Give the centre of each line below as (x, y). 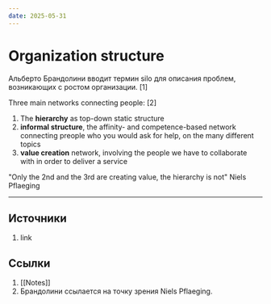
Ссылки (29, 263)
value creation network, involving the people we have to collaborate (133, 152)
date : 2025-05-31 (38, 16)
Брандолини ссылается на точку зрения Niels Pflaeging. (116, 291)
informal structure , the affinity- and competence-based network (128, 127)
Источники (38, 218)
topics (30, 144)
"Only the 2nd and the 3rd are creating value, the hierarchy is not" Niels (127, 177)
